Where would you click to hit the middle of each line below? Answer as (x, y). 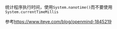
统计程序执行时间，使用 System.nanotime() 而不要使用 (59, 7)
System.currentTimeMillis (32, 12)
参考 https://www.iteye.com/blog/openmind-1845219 (58, 22)
